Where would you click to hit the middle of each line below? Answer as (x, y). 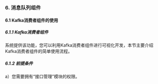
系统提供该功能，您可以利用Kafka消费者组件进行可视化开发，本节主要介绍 (79, 45)
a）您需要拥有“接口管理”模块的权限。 (42, 77)
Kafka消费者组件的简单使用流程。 (39, 51)
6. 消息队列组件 (23, 7)
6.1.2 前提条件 (19, 64)
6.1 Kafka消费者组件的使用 (32, 20)
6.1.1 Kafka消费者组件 (27, 32)
